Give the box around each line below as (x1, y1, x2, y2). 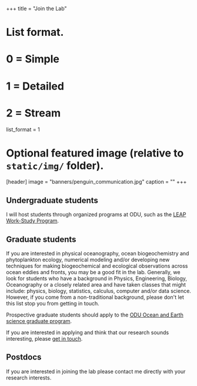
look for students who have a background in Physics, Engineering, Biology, (6, 275, 187, 282)
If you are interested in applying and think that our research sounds (6, 329, 169, 336)
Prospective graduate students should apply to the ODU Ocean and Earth (6, 311, 183, 318)
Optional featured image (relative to (6, 147, 184, 159)
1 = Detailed (6, 79, 65, 93)
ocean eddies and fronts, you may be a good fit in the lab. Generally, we (6, 269, 181, 276)
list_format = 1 (6, 126, 40, 133)
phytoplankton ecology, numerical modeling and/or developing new (6, 256, 170, 264)
